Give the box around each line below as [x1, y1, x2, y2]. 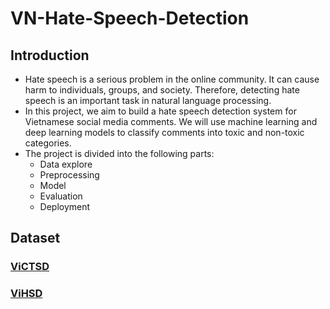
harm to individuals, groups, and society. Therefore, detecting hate [24, 84, 300, 96]
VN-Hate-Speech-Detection [10, 7, 250, 30]
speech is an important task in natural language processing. [24, 95, 272, 106]
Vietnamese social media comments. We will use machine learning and [24, 116, 318, 127]
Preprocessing [39, 169, 100, 181]
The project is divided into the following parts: [24, 148, 215, 159]
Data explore [39, 158, 93, 170]
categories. [24, 137, 72, 149]
